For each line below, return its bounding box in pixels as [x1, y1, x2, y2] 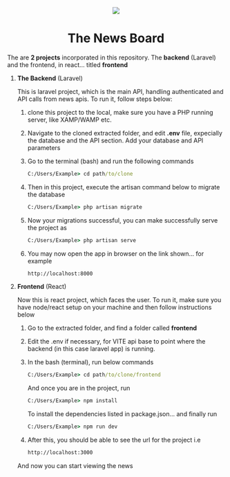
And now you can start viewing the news [17, 461, 133, 469]
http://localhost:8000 [27, 270, 93, 277]
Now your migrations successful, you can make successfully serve [27, 216, 218, 224]
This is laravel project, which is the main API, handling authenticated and [17, 87, 224, 95]
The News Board [68, 30, 164, 46]
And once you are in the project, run [27, 384, 131, 393]
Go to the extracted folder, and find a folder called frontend [27, 324, 198, 333]
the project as [27, 223, 67, 232]
